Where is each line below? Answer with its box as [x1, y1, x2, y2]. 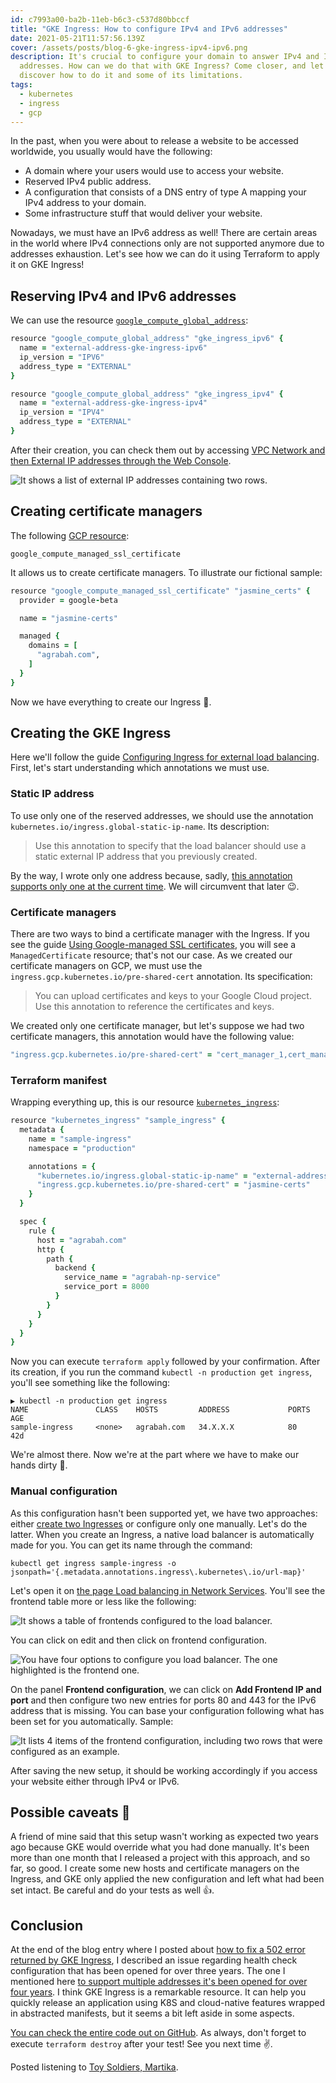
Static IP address [10, 787, 95, 801]
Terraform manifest [10, 1073, 107, 1087]
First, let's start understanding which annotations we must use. [10, 762, 270, 774]
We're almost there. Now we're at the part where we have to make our [10, 1449, 300, 1461]
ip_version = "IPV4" [19, 407, 105, 418]
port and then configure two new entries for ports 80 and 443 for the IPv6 [10, 1694, 317, 1706]
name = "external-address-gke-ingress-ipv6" [19, 343, 208, 353]
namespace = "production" [28, 1143, 137, 1153]
